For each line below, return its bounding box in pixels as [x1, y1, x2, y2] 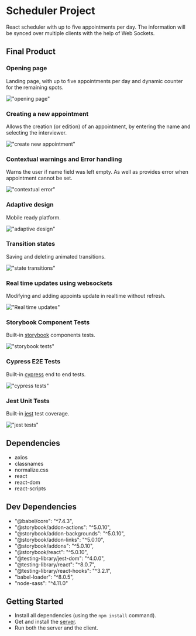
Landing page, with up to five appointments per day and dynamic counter [6, 77, 183, 84]
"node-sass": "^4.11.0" [14, 579, 68, 586]
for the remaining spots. [6, 84, 64, 91]
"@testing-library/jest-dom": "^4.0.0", [14, 555, 105, 562]
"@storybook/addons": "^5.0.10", [14, 542, 94, 549]
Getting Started [6, 597, 64, 607]
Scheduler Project [6, 4, 95, 18]
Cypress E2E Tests [6, 357, 61, 366]
